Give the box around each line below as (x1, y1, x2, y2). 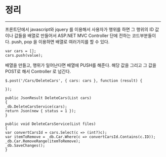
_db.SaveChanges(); (5, 143, 45, 148)
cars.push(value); (5, 53, 43, 58)
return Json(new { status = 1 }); (5, 108, 77, 114)
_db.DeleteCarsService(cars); (5, 104, 68, 109)
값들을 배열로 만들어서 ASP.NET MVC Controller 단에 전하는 (14, 33, 131, 39)
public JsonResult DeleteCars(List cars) (5, 95, 92, 100)
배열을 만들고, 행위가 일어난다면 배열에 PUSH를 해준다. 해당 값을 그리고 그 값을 (5, 62, 157, 68)
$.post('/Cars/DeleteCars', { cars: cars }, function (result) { (5, 78, 142, 83)
